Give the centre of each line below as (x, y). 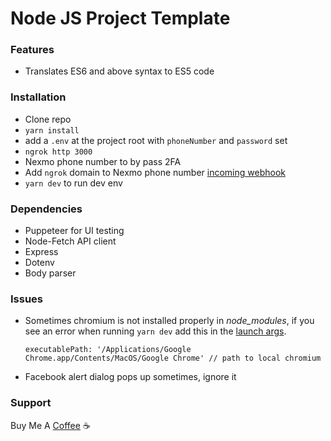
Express (41, 252)
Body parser (50, 273)
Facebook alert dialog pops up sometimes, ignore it (130, 377)
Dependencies (46, 209)
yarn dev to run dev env (73, 183)
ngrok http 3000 (58, 152)
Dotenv (39, 263)
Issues (27, 299)
